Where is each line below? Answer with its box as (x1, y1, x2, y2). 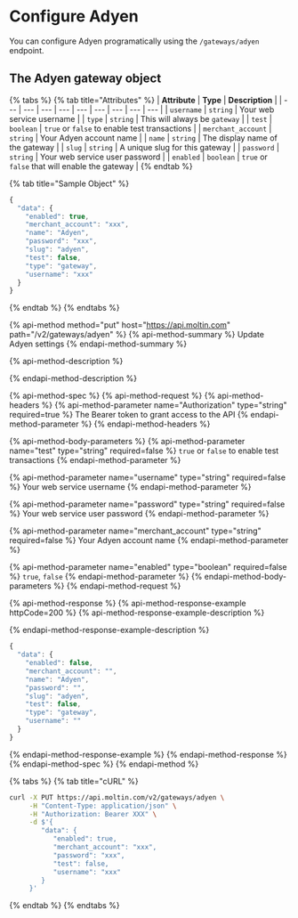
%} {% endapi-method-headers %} (80, 418, 211, 429)
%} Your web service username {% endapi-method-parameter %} (9, 482, 252, 492)
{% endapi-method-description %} (9, 373, 138, 384)
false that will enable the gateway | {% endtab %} (9, 160, 193, 171)
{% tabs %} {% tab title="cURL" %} (9, 776, 140, 786)
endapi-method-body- (204, 572, 287, 582)
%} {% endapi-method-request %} (52, 581, 181, 591)
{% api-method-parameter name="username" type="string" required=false (9, 472, 286, 483)
